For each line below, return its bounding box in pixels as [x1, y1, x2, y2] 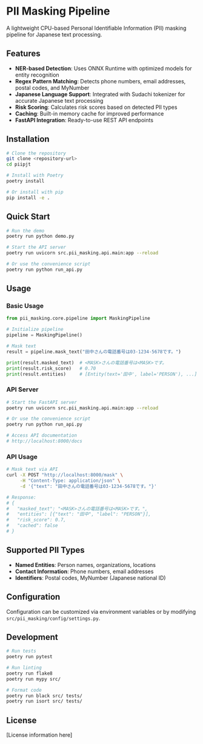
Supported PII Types [6, 545, 85, 555]
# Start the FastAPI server [6, 399, 78, 405]
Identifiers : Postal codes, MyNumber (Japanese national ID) [15, 574, 166, 582]
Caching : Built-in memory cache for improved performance [15, 110, 164, 117]
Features [6, 49, 41, 59]
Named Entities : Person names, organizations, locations [15, 561, 156, 568]
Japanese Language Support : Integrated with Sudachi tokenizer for [15, 90, 185, 98]
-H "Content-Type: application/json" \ [19, 478, 121, 484]
